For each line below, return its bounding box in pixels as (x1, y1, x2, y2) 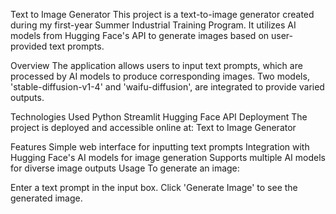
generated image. (10, 192, 83, 204)
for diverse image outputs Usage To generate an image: (10, 162, 240, 174)
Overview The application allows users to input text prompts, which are (10, 60, 303, 71)
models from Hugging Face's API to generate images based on (10, 30, 270, 41)
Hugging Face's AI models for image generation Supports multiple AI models (10, 152, 326, 163)
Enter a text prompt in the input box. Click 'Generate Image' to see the (10, 182, 298, 193)
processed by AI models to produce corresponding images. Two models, (10, 70, 310, 82)
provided (10, 40, 48, 52)
